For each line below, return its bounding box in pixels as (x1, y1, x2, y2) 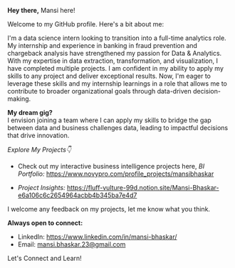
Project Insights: (17, 184, 66, 192)
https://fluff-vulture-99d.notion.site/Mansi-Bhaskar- (66, 184, 219, 192)
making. (7, 94, 31, 103)
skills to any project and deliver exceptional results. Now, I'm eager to (7, 71, 211, 80)
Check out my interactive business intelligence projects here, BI (17, 162, 205, 170)
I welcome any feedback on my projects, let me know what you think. (7, 205, 211, 213)
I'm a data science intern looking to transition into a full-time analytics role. (7, 34, 226, 42)
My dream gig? (7, 109, 53, 116)
